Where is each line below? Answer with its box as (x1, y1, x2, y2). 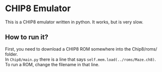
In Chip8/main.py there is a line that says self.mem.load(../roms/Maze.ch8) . (5, 56, 156, 62)
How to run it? (5, 33, 49, 41)
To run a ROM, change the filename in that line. (5, 61, 100, 67)
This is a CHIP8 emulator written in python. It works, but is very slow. (5, 19, 143, 25)
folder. (5, 51, 18, 57)
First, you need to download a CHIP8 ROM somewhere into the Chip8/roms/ (5, 46, 158, 52)
